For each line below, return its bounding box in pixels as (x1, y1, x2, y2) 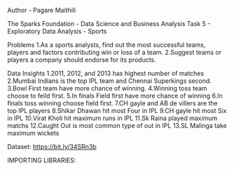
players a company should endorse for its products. (7, 55, 156, 64)
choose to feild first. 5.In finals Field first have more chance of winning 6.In (7, 91, 223, 100)
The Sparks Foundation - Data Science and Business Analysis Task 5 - (7, 20, 211, 27)
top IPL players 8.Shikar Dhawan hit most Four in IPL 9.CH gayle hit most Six (7, 107, 227, 115)
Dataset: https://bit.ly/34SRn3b (7, 143, 97, 150)
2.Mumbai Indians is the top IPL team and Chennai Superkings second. (7, 77, 212, 85)
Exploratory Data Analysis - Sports (7, 27, 107, 35)
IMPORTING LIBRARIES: (7, 156, 76, 164)
